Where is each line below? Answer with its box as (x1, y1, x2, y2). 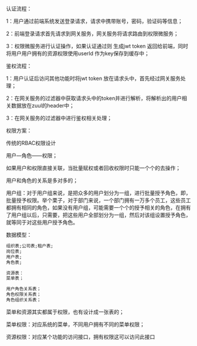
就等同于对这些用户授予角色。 (6, 219, 78, 226)
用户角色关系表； (6, 286, 42, 292)
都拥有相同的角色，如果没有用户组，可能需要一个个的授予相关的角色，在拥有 (6, 204, 191, 211)
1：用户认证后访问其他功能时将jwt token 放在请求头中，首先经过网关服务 (6, 75, 181, 82)
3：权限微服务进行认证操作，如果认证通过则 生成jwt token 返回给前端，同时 (6, 43, 189, 49)
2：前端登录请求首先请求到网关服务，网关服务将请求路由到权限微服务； (6, 30, 179, 37)
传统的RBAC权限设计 (6, 140, 56, 146)
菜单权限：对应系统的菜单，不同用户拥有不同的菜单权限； (6, 321, 145, 328)
